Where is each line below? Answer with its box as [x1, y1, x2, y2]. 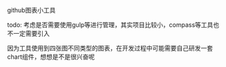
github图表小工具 [7, 6, 56, 14]
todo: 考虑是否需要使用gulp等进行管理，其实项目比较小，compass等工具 [7, 21, 214, 29]
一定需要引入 [12, 30, 50, 37]
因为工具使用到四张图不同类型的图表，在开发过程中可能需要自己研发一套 [7, 44, 213, 52]
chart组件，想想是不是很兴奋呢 [7, 52, 95, 61]
